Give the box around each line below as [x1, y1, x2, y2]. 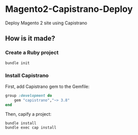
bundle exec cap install [5, 125, 57, 130]
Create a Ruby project [5, 49, 59, 56]
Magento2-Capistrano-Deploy [5, 3, 133, 15]
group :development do [5, 93, 52, 98]
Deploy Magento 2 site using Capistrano [5, 20, 87, 26]
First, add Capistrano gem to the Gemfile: [5, 83, 90, 89]
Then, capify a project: [5, 111, 52, 117]
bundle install [5, 121, 37, 126]
